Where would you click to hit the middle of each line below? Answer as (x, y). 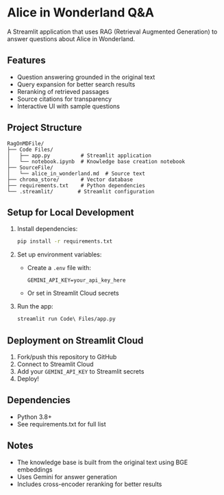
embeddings (35, 469)
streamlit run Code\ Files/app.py (66, 319)
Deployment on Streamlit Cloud (75, 340)
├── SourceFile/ (30, 167)
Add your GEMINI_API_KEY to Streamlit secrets (80, 371)
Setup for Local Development (71, 212)
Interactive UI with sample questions (68, 106)
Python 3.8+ (35, 417)
